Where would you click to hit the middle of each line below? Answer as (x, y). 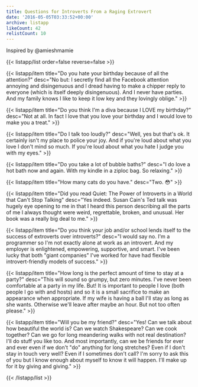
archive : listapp (27, 22)
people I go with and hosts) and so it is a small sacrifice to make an (88, 292)
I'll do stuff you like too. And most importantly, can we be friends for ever (95, 341)
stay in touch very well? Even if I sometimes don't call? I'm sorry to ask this (98, 354)
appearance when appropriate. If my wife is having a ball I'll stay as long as (98, 298)
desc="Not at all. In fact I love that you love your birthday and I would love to (99, 117)
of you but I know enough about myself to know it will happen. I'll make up (97, 360)
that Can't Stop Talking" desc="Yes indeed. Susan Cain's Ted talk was (92, 200)
